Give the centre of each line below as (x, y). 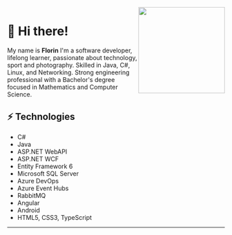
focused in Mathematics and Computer (63, 87)
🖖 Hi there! (38, 31)
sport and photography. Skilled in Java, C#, (69, 65)
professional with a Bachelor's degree (61, 79)
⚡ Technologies (41, 117)
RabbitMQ (31, 195)
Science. (20, 94)
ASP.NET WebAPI (42, 152)
